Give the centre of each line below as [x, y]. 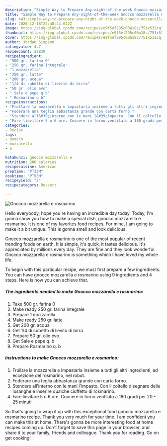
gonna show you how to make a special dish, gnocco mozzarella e [73, 219]
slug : [11, 19]
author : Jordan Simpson [30, 42]
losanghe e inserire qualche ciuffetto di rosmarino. [64, 391]
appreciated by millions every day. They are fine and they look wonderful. [80, 249]
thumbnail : [16, 33]
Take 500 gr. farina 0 [34, 304]
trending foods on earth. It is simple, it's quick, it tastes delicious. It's [75, 244]
